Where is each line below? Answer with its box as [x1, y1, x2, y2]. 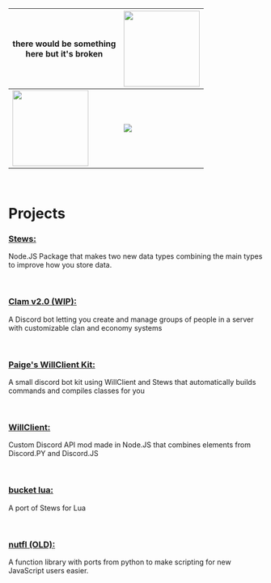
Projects [8, 205, 66, 223]
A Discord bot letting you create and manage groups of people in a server [8, 315, 254, 324]
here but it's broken [25, 49, 104, 59]
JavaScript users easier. [8, 565, 89, 575]
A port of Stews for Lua [8, 503, 87, 513]
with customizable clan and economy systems [8, 323, 163, 332]
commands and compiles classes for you [8, 386, 146, 395]
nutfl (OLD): [8, 539, 56, 550]
